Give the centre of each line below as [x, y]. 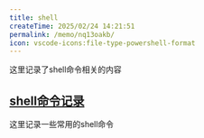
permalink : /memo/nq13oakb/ [62, 34]
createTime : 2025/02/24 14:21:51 [72, 26]
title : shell [34, 18]
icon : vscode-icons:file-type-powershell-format [102, 43]
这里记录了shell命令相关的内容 [65, 69]
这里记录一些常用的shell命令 [62, 124]
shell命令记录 [47, 101]
